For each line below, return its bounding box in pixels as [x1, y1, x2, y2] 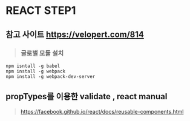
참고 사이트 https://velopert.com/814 [5, 29, 145, 39]
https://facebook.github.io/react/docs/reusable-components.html [20, 108, 184, 115]
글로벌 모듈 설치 [20, 49, 64, 57]
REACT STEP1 [5, 4, 76, 18]
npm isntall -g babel [5, 63, 61, 69]
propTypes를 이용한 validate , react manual [5, 91, 168, 102]
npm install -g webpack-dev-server [5, 73, 96, 79]
